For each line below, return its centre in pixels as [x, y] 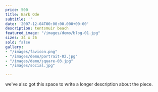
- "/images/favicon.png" [31, 51]
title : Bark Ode [22, 14]
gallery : [14, 47]
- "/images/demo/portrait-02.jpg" [42, 56]
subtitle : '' [19, 19]
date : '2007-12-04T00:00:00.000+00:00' [47, 24]
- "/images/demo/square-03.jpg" [39, 61]
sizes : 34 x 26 [21, 38]
